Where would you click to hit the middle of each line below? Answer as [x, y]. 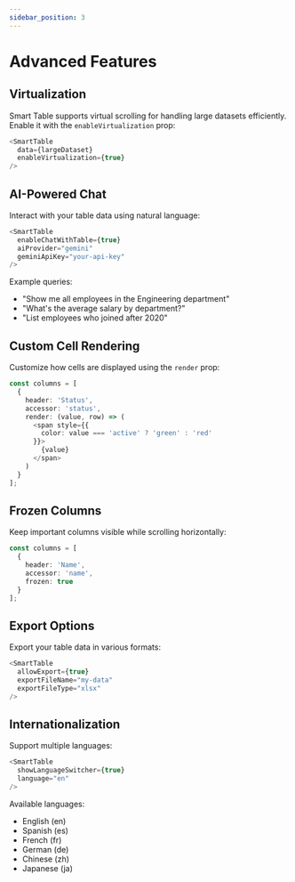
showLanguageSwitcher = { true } [71, 771]
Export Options [52, 625]
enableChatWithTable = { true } [69, 240]
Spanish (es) [45, 830]
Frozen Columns [56, 510]
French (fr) [42, 840]
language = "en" [43, 779]
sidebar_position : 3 [48, 17]
